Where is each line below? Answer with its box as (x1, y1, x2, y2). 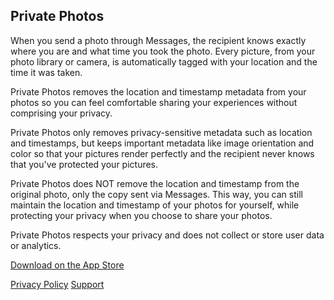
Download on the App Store (10, 259, 125, 271)
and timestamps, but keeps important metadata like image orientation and (10, 137, 315, 149)
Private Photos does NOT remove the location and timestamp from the (10, 177, 300, 189)
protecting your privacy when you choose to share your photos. (10, 209, 273, 221)
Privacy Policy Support (10, 278, 105, 290)
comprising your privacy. (10, 107, 113, 119)
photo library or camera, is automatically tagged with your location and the (10, 55, 318, 68)
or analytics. (10, 239, 62, 251)
